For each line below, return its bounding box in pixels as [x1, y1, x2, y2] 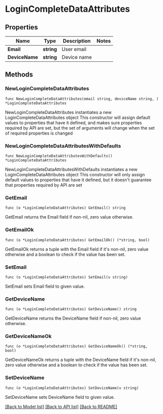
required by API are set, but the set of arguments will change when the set [5, 125, 155, 131]
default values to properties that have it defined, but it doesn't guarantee [5, 177, 152, 183]
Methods [5, 70, 33, 79]
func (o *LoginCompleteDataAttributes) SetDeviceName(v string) [5, 386, 139, 390]
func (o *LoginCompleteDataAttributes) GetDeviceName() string [5, 307, 137, 312]
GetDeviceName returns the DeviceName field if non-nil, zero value [5, 315, 141, 321]
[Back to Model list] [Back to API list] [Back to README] [5, 404, 117, 410]
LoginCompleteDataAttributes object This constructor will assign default [5, 114, 151, 120]
